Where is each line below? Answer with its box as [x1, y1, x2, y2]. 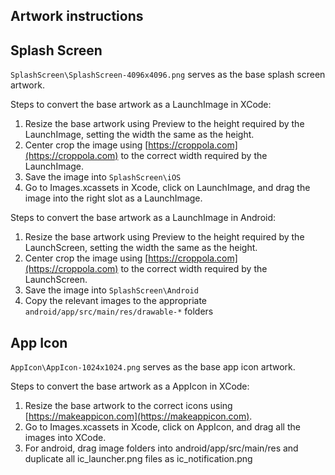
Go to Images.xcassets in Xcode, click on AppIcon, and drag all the [24, 421, 301, 433]
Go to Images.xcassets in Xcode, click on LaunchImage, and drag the [24, 182, 311, 194]
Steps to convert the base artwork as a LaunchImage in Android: [10, 212, 277, 224]
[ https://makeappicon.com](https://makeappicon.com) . [24, 410, 253, 423]
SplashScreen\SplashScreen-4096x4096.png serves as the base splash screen [10, 69, 326, 81]
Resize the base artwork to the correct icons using [24, 400, 233, 412]
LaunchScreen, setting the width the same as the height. [24, 242, 258, 254]
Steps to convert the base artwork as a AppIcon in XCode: [10, 380, 250, 393]
